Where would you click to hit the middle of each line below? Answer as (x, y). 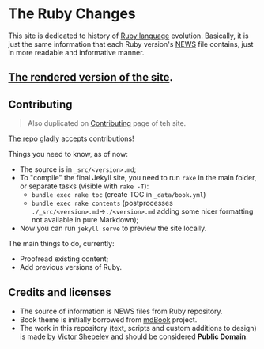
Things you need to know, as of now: (68, 154)
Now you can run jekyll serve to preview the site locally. (113, 228)
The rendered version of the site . (91, 77)
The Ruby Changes (72, 14)
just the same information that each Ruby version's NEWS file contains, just (131, 44)
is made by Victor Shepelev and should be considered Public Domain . (134, 336)
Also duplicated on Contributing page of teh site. (107, 123)
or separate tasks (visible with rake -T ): (84, 186)
